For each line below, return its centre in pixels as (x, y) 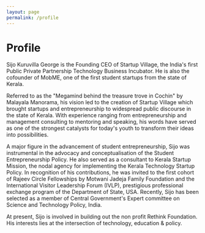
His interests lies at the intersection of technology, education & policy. (94, 223)
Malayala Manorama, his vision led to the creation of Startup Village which (100, 102)
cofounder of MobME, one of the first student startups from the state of (96, 77)
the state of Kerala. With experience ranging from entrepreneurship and (97, 115)
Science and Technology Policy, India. (54, 205)
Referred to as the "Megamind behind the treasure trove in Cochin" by (95, 96)
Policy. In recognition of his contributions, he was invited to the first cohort (100, 173)
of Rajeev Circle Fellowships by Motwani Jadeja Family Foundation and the (100, 179)
